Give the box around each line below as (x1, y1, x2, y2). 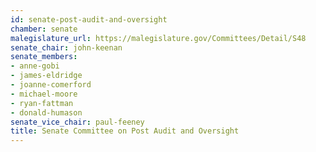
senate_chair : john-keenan (10, 42, 123, 53)
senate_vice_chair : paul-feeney (10, 117, 145, 127)
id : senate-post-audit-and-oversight (10, 14, 168, 25)
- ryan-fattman (10, 98, 74, 108)
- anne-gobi (10, 61, 60, 71)
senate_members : (10, 52, 78, 62)
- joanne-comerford (10, 80, 92, 90)
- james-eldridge (10, 71, 83, 81)
